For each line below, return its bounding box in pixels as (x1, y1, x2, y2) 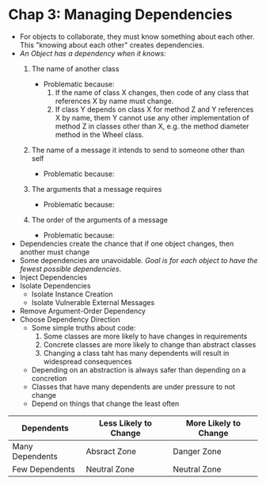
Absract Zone (85, 445, 137, 456)
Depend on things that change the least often (31, 399, 180, 408)
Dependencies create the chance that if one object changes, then (19, 239, 234, 248)
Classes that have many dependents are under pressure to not (31, 382, 236, 391)
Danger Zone (173, 445, 222, 456)
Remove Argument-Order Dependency (19, 306, 146, 315)
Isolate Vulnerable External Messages (31, 297, 155, 307)
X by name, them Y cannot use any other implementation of (55, 113, 249, 122)
